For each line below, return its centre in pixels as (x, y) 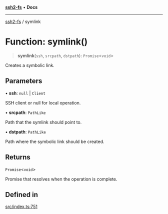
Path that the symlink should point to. (43, 122)
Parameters (24, 81)
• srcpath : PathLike (25, 112)
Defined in (22, 194)
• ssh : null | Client (25, 93)
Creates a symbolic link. (30, 65)
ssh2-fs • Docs (21, 7)
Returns (18, 157)
